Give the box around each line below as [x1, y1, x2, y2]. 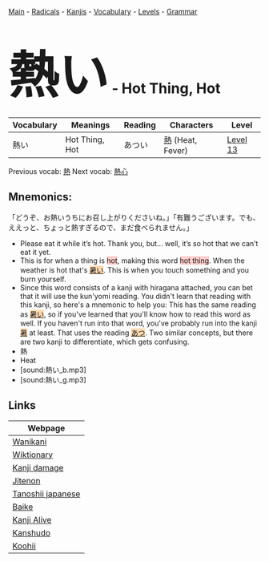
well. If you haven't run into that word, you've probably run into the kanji [19, 318, 258, 328]
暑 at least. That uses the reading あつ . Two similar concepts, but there [19, 328, 254, 338]
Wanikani [12, 436, 47, 447]
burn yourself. [19, 274, 66, 284]
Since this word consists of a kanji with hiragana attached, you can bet [19, 282, 254, 292]
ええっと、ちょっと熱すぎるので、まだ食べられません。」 [8, 222, 194, 232]
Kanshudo [12, 527, 50, 538]
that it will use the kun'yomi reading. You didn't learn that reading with [19, 291, 251, 301]
